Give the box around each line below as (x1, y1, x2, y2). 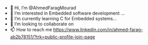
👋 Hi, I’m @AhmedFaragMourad (10, 5, 76, 11)
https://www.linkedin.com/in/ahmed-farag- (53, 27, 143, 32)
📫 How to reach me (10, 27, 52, 32)
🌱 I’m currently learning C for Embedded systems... (10, 16, 117, 21)
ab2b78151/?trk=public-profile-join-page (10, 34, 95, 40)
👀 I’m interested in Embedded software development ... (10, 10, 125, 16)
